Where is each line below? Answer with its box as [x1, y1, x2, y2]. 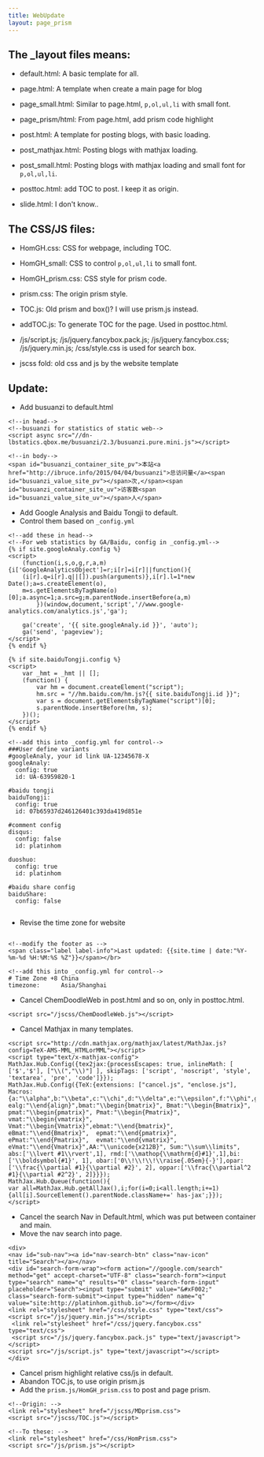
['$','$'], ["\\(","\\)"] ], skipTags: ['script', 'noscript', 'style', [8, 1067, 251, 1075]
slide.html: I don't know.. [19, 199, 99, 209]
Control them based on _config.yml [19, 516, 135, 525]
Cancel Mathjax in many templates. [19, 1024, 134, 1034]
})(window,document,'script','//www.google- [36, 600, 185, 608]
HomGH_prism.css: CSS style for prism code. [19, 274, 167, 284]
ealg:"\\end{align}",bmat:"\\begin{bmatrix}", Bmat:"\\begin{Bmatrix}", [8, 1101, 251, 1109]
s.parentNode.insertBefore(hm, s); [36, 703, 153, 712]
